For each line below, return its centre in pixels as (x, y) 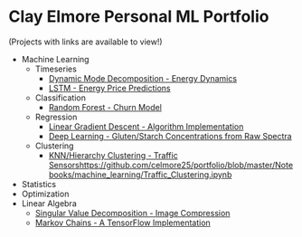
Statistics (39, 184)
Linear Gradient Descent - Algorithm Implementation (146, 126)
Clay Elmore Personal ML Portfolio (139, 17)
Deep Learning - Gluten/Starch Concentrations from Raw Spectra (170, 136)
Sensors (64, 165)
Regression (56, 117)
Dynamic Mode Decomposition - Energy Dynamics (142, 78)
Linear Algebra (49, 203)
